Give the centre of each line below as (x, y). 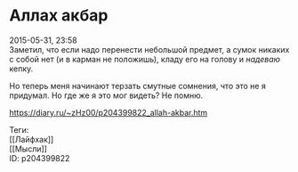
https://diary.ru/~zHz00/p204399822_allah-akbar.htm (109, 112)
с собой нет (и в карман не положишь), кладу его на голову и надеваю (145, 59)
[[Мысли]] (28, 149)
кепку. (21, 69)
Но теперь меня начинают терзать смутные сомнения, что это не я (138, 86)
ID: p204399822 (40, 158)
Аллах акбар (59, 16)
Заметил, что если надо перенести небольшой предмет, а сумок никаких (149, 49)
